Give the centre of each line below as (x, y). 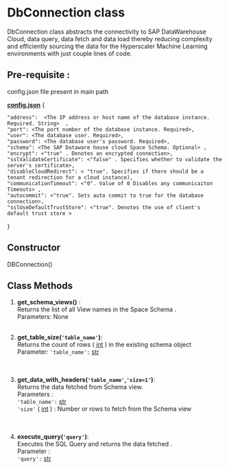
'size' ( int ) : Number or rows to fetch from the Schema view (104, 409)
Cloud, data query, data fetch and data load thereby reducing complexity (110, 38)
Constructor (34, 248)
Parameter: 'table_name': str (58, 352)
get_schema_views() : (49, 302)
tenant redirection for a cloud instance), (70, 177)
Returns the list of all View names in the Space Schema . (97, 309)
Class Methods (40, 286)
